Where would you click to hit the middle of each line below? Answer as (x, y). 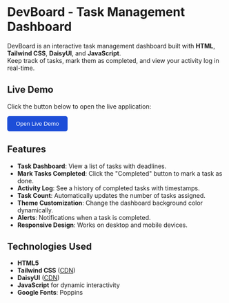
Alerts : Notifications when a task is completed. (84, 217)
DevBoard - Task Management (96, 12)
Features (27, 149)
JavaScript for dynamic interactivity (69, 285)
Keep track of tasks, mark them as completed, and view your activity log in (113, 60)
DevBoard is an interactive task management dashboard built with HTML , (111, 46)
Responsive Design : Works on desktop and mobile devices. (102, 225)
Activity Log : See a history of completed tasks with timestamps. (108, 188)
